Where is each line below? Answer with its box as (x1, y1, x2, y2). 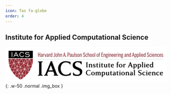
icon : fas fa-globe (5, 8, 47, 13)
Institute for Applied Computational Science (5, 33, 148, 42)
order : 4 (5, 13, 24, 19)
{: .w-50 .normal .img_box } (5, 83, 63, 89)
